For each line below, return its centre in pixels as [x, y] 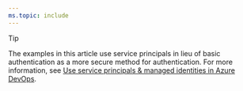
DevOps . [23, 78]
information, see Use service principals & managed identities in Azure [122, 70]
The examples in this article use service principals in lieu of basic [114, 53]
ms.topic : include [38, 15]
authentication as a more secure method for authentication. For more [121, 62]
